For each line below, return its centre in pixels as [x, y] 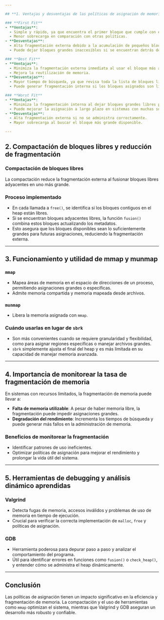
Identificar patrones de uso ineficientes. [52, 448]
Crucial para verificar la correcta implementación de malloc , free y [79, 521]
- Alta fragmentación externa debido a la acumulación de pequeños [80, 46]
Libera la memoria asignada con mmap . [50, 315]
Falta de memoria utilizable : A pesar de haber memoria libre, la [76, 408]
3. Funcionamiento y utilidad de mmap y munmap [82, 259]
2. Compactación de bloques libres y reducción [78, 147]
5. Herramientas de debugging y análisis [68, 478]
